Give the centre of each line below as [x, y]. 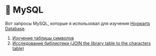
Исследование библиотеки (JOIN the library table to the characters [81, 43]
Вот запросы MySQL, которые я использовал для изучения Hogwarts [78, 23]
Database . [16, 28]
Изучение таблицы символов [43, 38]
